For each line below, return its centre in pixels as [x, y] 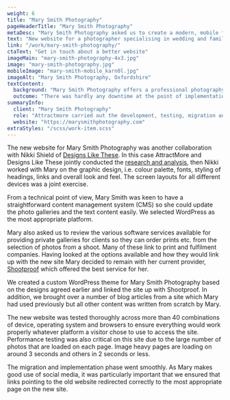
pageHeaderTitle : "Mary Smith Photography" [70, 26]
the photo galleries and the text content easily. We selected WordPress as [111, 212]
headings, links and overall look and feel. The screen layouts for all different [114, 177]
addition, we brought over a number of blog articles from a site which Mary [113, 297]
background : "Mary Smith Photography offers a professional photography [119, 90]
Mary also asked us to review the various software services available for [109, 233]
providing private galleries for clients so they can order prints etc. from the [112, 240]
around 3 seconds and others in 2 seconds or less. [79, 354]
